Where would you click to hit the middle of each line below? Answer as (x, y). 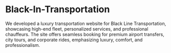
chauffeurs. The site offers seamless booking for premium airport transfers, (85, 34)
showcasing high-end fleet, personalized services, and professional (77, 29)
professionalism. (23, 45)
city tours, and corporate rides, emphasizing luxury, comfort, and (74, 40)
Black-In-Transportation (58, 9)
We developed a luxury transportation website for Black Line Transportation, (86, 23)
